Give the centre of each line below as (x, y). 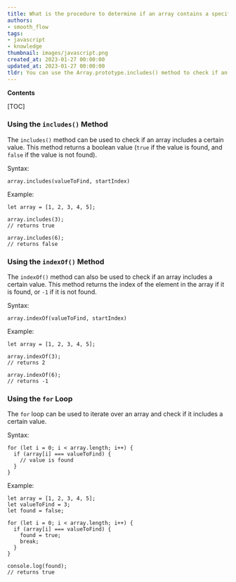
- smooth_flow (28, 27)
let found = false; (36, 511)
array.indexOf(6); (34, 375)
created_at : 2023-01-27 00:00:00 (56, 60)
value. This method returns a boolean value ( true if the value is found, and (115, 147)
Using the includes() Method (58, 124)
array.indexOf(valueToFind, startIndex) (67, 318)
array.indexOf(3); (34, 357)
